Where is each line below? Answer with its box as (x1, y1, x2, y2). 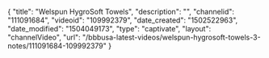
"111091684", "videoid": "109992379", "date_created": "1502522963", (7, 15, 238, 25)
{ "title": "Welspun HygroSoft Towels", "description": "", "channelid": (7, 7, 235, 16)
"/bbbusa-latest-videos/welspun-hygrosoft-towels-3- (82, 32, 261, 42)
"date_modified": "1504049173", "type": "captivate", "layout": (7, 24, 212, 33)
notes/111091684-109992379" (7, 41, 107, 51)
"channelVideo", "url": (7, 32, 82, 42)
